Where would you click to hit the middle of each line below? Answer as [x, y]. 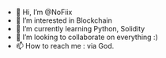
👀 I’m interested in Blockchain [64, 20]
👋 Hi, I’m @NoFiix [44, 12]
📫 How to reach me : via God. [65, 46]
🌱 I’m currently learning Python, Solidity [80, 29]
